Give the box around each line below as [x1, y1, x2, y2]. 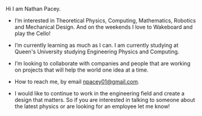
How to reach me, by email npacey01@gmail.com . [14, 78, 140, 85]
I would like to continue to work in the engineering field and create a [14, 90, 185, 97]
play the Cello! [14, 30, 51, 37]
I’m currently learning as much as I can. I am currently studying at [14, 42, 178, 49]
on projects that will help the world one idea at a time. [14, 66, 149, 73]
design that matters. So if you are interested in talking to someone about [14, 97, 195, 103]
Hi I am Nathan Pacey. [5, 5, 61, 12]
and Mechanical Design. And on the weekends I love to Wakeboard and [14, 24, 193, 30]
